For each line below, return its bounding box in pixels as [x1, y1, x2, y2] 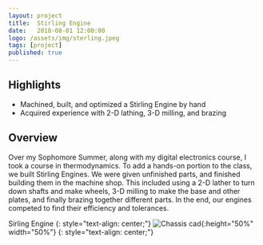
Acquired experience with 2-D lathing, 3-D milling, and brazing [19, 108, 227, 117]
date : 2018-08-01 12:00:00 [8, 26, 106, 34]
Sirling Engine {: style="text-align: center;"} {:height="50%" [8, 219, 254, 228]
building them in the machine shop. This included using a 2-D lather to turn [8, 177, 256, 188]
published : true [8, 49, 62, 57]
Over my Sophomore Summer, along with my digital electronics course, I [8, 152, 246, 162]
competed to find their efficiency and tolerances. [8, 203, 169, 212]
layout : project [8, 11, 62, 20]
